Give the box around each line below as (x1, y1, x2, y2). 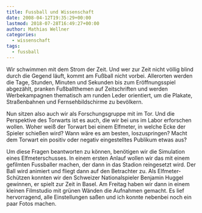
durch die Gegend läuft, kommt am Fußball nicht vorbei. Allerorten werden (6, 72, 193, 80)
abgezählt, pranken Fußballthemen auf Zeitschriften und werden (6, 85, 168, 92)
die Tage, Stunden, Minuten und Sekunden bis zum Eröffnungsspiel (6, 78, 176, 86)
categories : (6, 32, 37, 38)
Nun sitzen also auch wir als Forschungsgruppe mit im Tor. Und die (6, 110, 175, 117)
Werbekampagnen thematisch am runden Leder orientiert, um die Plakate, (6, 91, 193, 99)
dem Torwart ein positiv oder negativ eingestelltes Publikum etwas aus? (6, 136, 187, 143)
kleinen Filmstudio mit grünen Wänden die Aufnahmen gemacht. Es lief (6, 187, 185, 194)
